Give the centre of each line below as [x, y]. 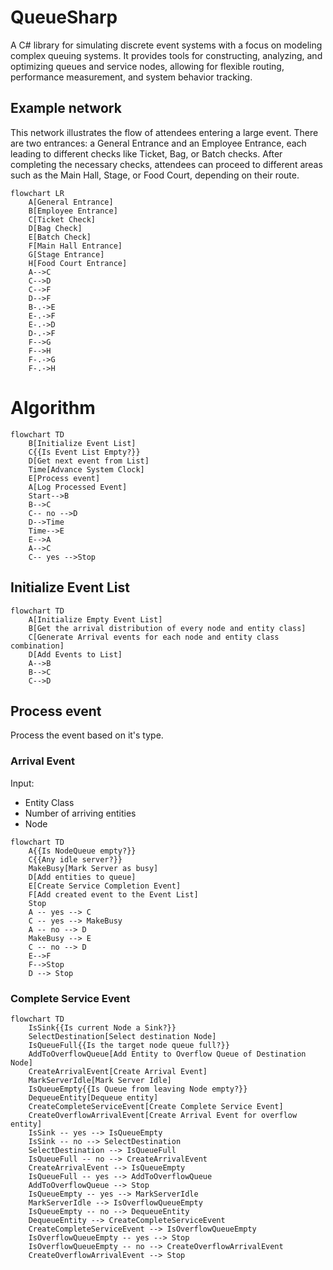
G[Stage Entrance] [66, 254]
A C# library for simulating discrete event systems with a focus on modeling [166, 45]
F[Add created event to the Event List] [113, 894]
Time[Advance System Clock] [86, 469]
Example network [66, 108]
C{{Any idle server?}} [75, 859]
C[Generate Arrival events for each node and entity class [154, 637]
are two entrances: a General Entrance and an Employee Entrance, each [158, 143]
